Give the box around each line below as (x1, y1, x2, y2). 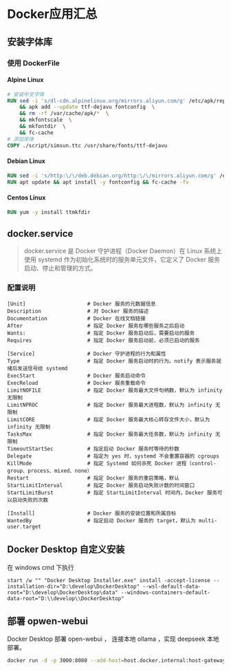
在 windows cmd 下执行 (7, 563, 74, 571)
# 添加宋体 (7, 136, 34, 142)
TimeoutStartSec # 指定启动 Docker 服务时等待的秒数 (7, 445, 180, 452)
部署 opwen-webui (7, 615, 88, 627)
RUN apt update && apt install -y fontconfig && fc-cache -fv (7, 178, 189, 186)
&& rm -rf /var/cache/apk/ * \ (19, 110, 109, 117)
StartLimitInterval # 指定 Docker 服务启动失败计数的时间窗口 (7, 482, 195, 489)
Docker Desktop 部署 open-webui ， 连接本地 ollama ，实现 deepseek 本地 (7, 635, 219, 643)
